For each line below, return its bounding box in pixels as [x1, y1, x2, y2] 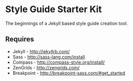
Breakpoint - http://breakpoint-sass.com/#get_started [12, 70, 125, 76]
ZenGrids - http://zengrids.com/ [12, 64, 80, 70]
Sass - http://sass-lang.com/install [12, 54, 85, 60]
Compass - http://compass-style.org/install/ [12, 59, 105, 65]
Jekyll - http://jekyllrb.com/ [12, 48, 70, 54]
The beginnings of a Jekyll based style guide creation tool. [5, 20, 128, 26]
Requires [5, 35, 35, 44]
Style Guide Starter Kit [5, 4, 102, 15]
